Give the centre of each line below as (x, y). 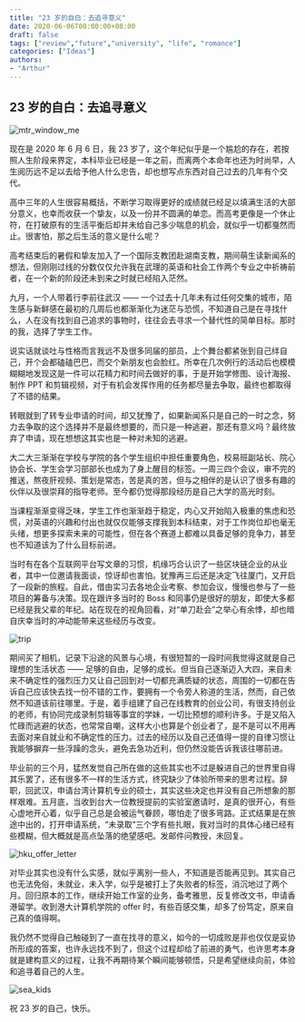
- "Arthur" (30, 69)
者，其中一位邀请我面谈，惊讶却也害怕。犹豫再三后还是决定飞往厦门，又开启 (152, 575)
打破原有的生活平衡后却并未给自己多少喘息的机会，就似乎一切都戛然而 (164, 224)
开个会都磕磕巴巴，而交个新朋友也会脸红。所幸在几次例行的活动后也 (152, 362)
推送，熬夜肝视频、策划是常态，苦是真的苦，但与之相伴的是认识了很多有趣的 (152, 480)
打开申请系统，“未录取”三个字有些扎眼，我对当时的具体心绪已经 (168, 824)
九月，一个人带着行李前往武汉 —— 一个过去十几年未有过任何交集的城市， (147, 297)
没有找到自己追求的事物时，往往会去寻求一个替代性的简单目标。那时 (168, 319)
